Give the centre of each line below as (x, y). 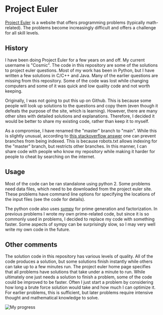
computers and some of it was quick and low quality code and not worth (77, 86)
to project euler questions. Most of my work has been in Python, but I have (80, 70)
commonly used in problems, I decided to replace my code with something (80, 219)
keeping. (14, 91)
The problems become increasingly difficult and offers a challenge (89, 27)
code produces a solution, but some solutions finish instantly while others (79, 261)
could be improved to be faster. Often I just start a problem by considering (79, 282)
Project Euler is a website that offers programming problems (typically (75, 22)
